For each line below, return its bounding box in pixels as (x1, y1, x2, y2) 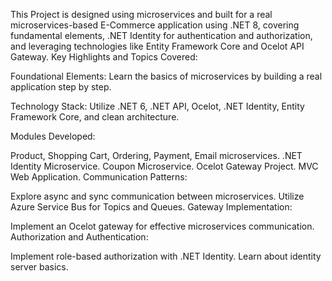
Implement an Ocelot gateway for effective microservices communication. (10, 220, 315, 232)
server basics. (10, 261, 69, 273)
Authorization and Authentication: (10, 231, 149, 243)
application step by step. (10, 81, 112, 93)
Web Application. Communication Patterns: (10, 171, 188, 183)
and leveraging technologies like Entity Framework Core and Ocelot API (10, 40, 305, 52)
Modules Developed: (10, 130, 96, 142)
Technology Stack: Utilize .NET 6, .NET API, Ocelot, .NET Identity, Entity (10, 100, 305, 112)
